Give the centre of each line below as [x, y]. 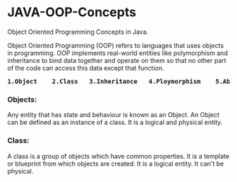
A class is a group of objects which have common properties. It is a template [119, 156]
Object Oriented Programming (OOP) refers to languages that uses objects [116, 45]
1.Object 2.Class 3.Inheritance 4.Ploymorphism [104, 81]
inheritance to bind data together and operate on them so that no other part [117, 60]
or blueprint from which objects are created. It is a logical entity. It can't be [116, 164]
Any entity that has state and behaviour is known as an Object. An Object [114, 115]
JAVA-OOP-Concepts [72, 12]
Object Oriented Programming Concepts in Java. [78, 32]
